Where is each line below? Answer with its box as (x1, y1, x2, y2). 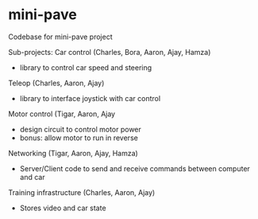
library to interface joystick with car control (19, 93, 161, 103)
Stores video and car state (19, 203, 106, 213)
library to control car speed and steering (19, 62, 152, 72)
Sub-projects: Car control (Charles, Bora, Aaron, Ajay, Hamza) (8, 47, 211, 57)
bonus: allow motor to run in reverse (19, 133, 139, 143)
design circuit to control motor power (19, 124, 141, 134)
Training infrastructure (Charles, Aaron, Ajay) (8, 187, 156, 197)
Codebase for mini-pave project (8, 32, 113, 41)
